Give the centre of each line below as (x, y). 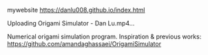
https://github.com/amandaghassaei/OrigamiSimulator (84, 44)
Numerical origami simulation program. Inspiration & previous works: (104, 36)
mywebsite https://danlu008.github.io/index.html (76, 10)
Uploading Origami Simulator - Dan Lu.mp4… (71, 23)
